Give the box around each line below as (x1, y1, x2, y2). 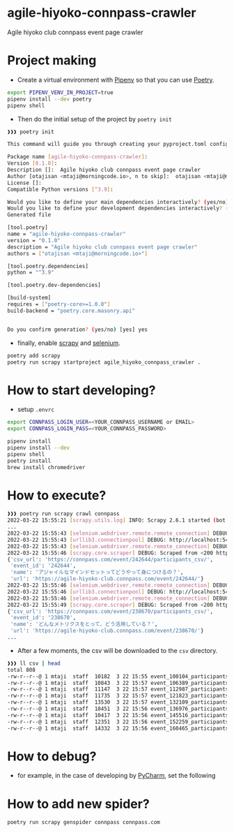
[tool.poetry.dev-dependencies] (7, 281, 101, 289)
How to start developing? (7, 382, 156, 398)
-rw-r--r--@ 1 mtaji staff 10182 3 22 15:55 (7, 672, 148, 680)
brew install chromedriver (7, 464, 86, 471)
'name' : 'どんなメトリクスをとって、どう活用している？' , (10, 621, 158, 628)
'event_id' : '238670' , (10, 614, 77, 621)
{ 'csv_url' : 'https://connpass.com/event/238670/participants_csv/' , (7, 607, 214, 615)
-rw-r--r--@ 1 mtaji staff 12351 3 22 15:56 (7, 718, 148, 725)
